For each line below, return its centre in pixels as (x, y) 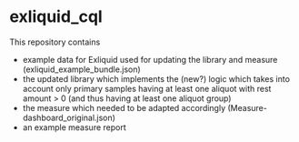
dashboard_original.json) (69, 117)
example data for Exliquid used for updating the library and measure (150, 59)
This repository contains (55, 42)
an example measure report (75, 127)
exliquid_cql (56, 17)
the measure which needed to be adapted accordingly (124, 107)
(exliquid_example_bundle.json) (81, 69)
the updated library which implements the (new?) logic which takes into (156, 78)
